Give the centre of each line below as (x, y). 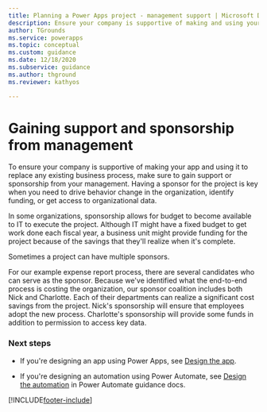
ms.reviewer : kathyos (44, 82)
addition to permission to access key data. (77, 323)
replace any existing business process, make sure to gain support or (120, 175)
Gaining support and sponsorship (121, 128)
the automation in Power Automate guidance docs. (103, 384)
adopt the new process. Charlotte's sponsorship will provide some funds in (131, 314)
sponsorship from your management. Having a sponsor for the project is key (133, 184)
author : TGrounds (37, 30)
